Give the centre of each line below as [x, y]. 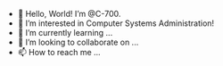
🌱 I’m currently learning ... [65, 33]
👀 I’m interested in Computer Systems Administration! [116, 23]
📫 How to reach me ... [59, 52]
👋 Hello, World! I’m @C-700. [69, 14]
